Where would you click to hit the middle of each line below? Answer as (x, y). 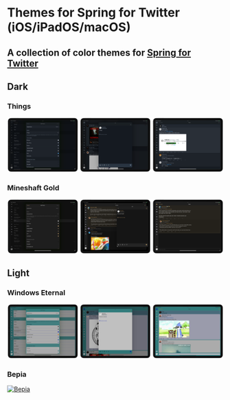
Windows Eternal (36, 292)
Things (19, 106)
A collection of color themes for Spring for (99, 53)
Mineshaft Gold (33, 188)
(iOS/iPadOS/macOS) (69, 27)
